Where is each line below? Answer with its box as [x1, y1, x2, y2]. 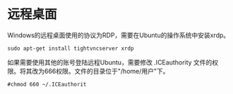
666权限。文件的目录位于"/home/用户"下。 [44, 67, 169, 75]
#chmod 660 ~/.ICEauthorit [7, 81, 87, 88]
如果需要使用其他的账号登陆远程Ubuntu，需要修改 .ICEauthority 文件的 [7, 58, 213, 67]
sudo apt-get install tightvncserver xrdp [7, 45, 134, 52]
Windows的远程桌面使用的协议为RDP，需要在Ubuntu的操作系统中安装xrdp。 [7, 31, 230, 39]
